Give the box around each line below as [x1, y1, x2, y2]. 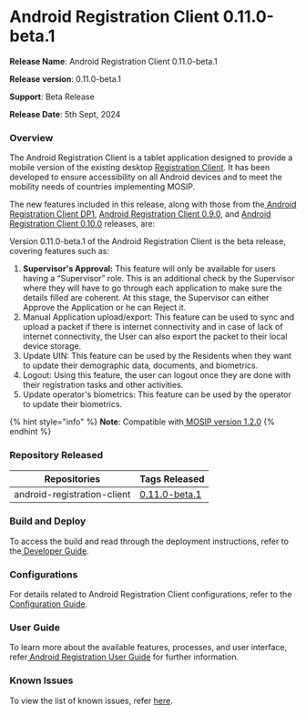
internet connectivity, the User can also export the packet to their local [22, 331, 288, 342]
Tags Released [139, 472, 205, 485]
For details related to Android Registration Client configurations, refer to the [9, 589, 292, 600]
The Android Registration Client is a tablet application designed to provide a [9, 152, 293, 163]
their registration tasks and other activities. [22, 380, 184, 391]
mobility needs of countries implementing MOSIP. [9, 181, 196, 192]
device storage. [22, 341, 82, 352]
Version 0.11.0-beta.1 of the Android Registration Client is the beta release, [9, 236, 287, 247]
